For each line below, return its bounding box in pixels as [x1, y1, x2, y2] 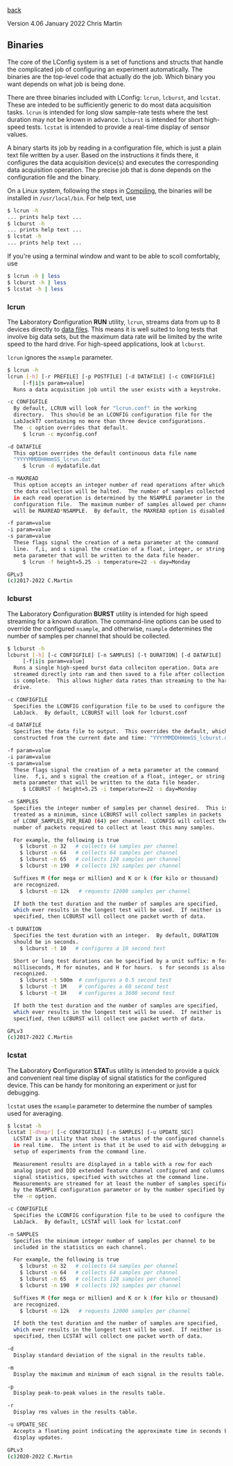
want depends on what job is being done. [7, 80, 126, 88]
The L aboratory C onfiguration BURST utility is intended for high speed [7, 609, 208, 618]
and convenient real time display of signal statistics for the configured [7, 1074, 207, 1082]
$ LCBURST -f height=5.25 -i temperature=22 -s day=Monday [22, 786, 197, 793]
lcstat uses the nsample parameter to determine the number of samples [7, 1101, 213, 1110]
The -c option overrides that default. [13, 424, 129, 431]
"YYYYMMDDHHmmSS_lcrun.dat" [13, 456, 95, 463]
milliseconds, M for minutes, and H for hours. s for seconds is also [13, 963, 225, 971]
